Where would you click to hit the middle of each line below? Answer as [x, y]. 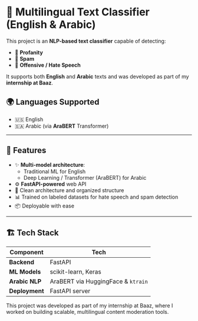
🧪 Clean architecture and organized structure [70, 190]
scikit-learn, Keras [75, 272]
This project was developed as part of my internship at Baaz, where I [90, 306]
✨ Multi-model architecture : [50, 164]
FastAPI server [70, 291]
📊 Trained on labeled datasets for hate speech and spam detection [96, 197]
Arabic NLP [25, 281]
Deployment [27, 291]
